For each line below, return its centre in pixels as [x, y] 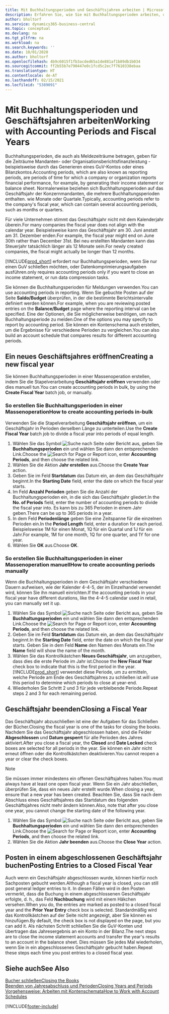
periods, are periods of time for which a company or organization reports [81, 177]
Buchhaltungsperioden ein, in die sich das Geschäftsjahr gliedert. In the [86, 497]
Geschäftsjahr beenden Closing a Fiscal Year [76, 709]
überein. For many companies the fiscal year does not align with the [75, 224]
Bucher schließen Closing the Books [42, 981]
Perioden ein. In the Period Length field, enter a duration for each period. [88, 524]
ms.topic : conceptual [28, 29]
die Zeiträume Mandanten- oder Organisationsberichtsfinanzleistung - [78, 161]
